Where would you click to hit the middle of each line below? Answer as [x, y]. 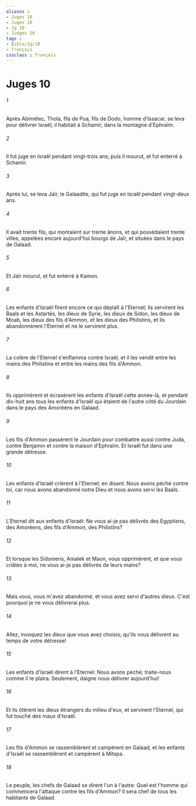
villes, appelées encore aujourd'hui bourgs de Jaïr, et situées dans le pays [95, 238]
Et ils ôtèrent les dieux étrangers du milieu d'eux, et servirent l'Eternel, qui [95, 710]
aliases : [18, 11]
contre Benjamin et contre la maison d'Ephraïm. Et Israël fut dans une [89, 445]
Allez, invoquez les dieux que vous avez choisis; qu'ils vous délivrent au [92, 634]
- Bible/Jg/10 [23, 44]
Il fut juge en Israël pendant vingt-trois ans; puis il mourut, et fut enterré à [94, 156]
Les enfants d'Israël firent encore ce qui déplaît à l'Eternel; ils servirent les [95, 307]
